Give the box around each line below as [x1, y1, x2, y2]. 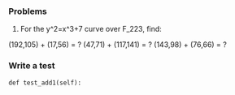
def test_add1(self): [8, 79, 82, 87]
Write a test [8, 60, 55, 71]
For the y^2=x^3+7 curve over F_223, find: [20, 24, 163, 34]
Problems [8, 6, 47, 17]
